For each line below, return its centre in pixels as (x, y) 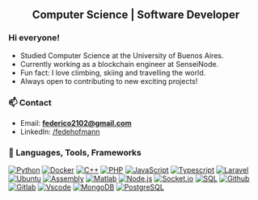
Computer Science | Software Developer (136, 15)
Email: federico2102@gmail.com (76, 123)
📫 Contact (30, 102)
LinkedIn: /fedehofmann (60, 131)
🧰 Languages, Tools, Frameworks (75, 152)
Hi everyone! (34, 38)
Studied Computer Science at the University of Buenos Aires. (122, 55)
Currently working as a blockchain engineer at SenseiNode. (119, 64)
